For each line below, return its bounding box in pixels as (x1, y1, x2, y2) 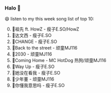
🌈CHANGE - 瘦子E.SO (11, 38, 57, 44)
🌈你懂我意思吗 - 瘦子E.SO (11, 82, 65, 88)
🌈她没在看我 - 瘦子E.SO (11, 70, 60, 76)
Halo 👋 (4, 4, 21, 11)
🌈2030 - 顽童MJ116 (11, 51, 52, 57)
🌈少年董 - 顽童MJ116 (11, 76, 54, 82)
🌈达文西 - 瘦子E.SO (11, 32, 52, 38)
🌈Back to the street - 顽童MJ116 (11, 45, 78, 51)
